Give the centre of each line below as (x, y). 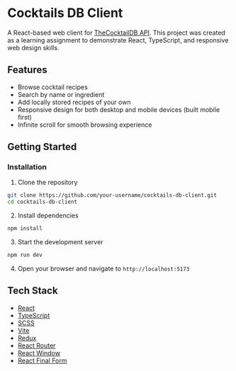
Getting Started (42, 147)
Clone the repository (47, 183)
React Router (36, 346)
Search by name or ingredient (61, 94)
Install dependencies (48, 216)
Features (27, 70)
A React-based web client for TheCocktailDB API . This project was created (116, 33)
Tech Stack (33, 291)
